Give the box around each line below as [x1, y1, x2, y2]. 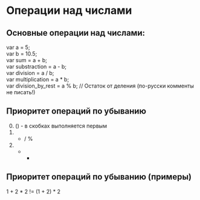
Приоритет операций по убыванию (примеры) [6, 172, 192, 182]
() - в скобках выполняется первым [15, 122, 108, 129]
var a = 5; [6, 44, 30, 51]
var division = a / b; [6, 69, 54, 76]
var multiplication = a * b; [6, 76, 69, 83]
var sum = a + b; [6, 57, 47, 63]
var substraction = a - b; [6, 63, 66, 70]
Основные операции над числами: [6, 28, 145, 38]
